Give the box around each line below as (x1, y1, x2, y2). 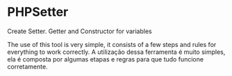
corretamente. (7, 62, 48, 70)
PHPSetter (7, 4, 69, 20)
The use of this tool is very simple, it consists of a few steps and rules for (7, 40, 217, 48)
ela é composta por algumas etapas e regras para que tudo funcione (7, 55, 204, 63)
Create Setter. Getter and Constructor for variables (7, 27, 152, 35)
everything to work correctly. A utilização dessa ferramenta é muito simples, (7, 48, 226, 56)
